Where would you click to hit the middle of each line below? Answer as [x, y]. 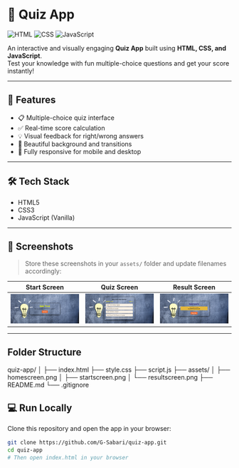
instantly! [21, 71]
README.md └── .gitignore [48, 385]
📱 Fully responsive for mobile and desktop [79, 151]
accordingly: [43, 271]
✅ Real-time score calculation [61, 128]
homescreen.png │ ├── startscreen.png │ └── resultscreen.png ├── [110, 377]
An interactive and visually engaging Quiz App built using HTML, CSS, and [117, 48]
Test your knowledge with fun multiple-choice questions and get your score [118, 63]
